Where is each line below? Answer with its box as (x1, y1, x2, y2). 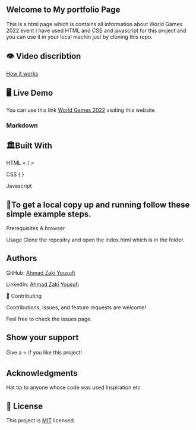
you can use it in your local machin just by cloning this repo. (6, 33, 153, 40)
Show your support (6, 332, 79, 343)
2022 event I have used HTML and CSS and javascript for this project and (6, 27, 186, 34)
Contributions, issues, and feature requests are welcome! (6, 303, 147, 311)
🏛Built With (6, 140, 52, 150)
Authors (6, 253, 37, 263)
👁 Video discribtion (6, 51, 81, 61)
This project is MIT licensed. (6, 417, 75, 424)
